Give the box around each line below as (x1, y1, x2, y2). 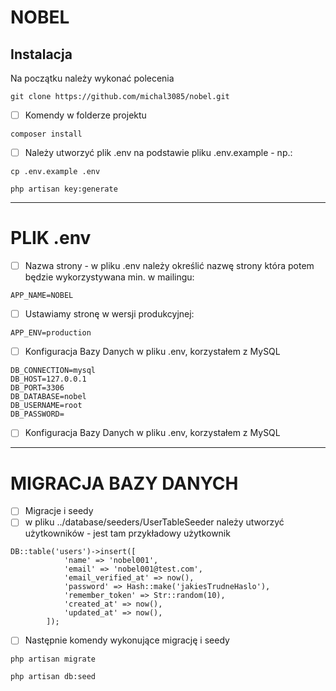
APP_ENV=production (10, 328, 92, 338)
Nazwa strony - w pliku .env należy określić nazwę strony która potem (24, 260, 315, 272)
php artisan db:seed (10, 672, 97, 682)
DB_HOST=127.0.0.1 (10, 374, 87, 385)
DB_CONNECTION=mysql (10, 366, 97, 376)
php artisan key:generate (10, 184, 118, 195)
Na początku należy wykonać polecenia (10, 72, 175, 84)
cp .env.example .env (10, 167, 101, 177)
